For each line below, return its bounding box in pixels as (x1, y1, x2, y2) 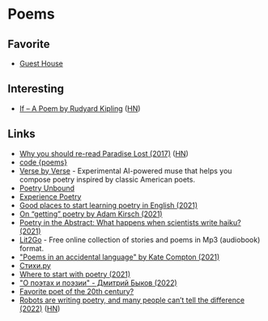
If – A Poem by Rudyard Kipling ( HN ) (19, 103, 141, 113)
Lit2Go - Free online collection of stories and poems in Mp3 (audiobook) (19, 234, 261, 244)
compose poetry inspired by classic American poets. (19, 174, 196, 184)
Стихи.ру (19, 260, 52, 270)
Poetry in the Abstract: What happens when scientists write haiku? (19, 217, 241, 227)
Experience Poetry (19, 191, 82, 201)
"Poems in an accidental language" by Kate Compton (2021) (19, 252, 220, 262)
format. (19, 243, 45, 253)
